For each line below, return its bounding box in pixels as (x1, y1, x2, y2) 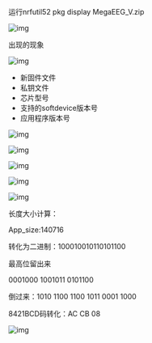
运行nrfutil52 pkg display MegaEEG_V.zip (8, 7, 145, 16)
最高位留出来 (8, 259, 51, 269)
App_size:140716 (8, 225, 65, 235)
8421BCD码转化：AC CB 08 (8, 309, 101, 318)
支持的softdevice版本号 (19, 104, 99, 112)
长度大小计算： (8, 209, 58, 218)
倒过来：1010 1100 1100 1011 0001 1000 (8, 292, 137, 301)
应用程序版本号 (19, 113, 70, 123)
